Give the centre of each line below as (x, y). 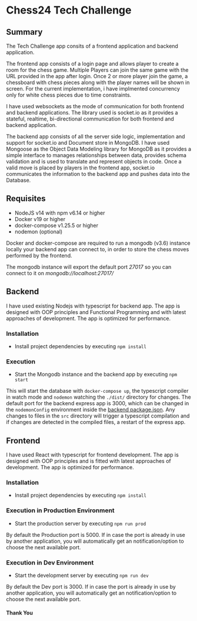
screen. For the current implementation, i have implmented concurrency (93, 89)
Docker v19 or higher (40, 219)
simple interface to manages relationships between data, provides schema (96, 155)
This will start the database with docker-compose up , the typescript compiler (97, 391)
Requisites (26, 198)
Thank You (20, 613)
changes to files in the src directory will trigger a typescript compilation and (98, 416)
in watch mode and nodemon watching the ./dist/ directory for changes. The (98, 397)
